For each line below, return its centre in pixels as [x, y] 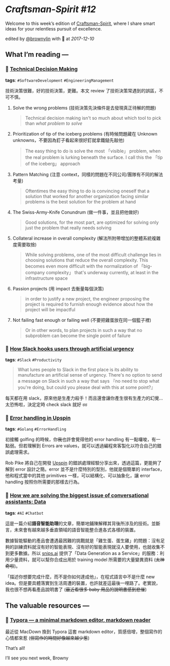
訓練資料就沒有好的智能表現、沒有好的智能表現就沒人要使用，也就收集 [87, 547]
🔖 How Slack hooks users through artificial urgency [70, 349]
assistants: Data [26, 502]
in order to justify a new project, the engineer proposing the [87, 298]
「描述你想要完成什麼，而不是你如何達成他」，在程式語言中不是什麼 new [80, 577]
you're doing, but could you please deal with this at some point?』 [87, 387]
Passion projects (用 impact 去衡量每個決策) [58, 288]
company [35, 272]
